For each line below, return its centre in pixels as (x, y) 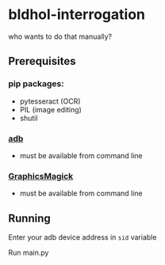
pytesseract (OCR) (50, 101)
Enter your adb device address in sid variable (82, 237)
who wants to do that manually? (60, 36)
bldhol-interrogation (77, 15)
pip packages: (36, 84)
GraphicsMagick (41, 176)
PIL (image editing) (50, 109)
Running (30, 218)
